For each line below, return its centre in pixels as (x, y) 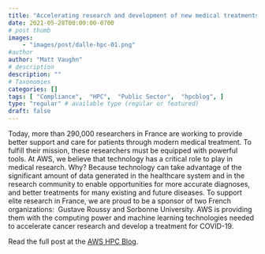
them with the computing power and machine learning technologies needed (131, 218)
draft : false (30, 112)
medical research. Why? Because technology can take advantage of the (125, 167)
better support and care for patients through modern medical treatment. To (130, 142)
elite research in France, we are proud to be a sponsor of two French (119, 201)
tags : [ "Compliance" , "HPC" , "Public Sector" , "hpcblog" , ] (116, 97)
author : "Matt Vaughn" (45, 60)
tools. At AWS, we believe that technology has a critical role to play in (121, 159)
